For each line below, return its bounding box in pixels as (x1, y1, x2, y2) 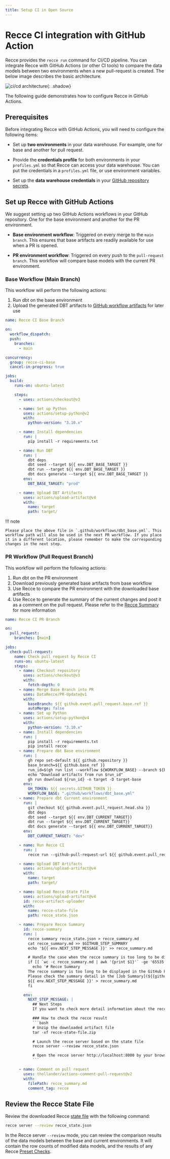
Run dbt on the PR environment (12, 574, 78, 581)
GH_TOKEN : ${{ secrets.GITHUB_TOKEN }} (27, 786, 112, 791)
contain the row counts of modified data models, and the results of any (5, 1143, 153, 1149)
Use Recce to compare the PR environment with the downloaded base (12, 585, 159, 592)
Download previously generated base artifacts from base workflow (12, 580, 152, 586)
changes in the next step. (5, 541, 62, 546)
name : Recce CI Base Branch (5, 318, 65, 323)
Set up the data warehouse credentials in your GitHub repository (12, 177, 149, 183)
